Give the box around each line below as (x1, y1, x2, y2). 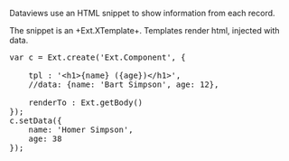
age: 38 (28, 134, 62, 144)
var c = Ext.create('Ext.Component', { (9, 52, 186, 62)
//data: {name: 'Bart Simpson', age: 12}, (28, 80, 219, 90)
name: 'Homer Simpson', (28, 125, 134, 135)
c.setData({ (9, 116, 62, 126)
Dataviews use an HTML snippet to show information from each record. (9, 8, 275, 18)
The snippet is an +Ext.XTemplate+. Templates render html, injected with (9, 25, 280, 35)
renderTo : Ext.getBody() (28, 98, 144, 108)
